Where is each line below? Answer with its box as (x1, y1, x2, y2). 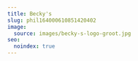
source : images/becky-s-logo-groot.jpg (13, 29, 132, 37)
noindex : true (13, 43, 55, 50)
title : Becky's (7, 10, 52, 18)
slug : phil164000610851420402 (7, 17, 97, 24)
